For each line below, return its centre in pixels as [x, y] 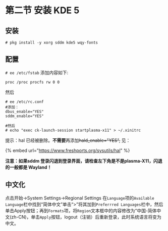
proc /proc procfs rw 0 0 [32, 82]
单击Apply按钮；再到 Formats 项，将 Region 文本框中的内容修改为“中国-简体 [81, 210]
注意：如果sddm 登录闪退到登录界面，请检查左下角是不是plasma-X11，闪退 [84, 161]
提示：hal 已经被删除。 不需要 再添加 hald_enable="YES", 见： [68, 140]
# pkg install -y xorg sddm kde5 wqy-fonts [52, 43]
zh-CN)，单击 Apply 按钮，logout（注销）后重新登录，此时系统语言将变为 [86, 217]
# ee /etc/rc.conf [24, 102]
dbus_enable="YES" [24, 111]
